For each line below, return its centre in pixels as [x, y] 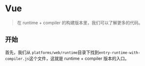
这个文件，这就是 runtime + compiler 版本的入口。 [79, 58]
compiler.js [17, 59]
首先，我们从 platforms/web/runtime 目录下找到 [52, 52]
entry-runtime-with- [120, 53]
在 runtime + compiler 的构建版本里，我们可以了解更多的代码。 [80, 22]
